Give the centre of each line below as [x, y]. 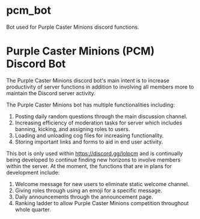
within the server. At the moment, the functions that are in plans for [89, 166]
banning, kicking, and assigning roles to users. [72, 129]
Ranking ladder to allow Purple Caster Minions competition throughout [102, 203]
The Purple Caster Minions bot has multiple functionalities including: [91, 105]
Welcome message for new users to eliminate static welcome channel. [102, 184]
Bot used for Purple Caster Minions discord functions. [73, 27]
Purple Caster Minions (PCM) [80, 51]
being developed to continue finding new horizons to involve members [93, 160]
